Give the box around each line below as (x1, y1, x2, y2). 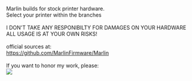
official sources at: (6, 43, 52, 50)
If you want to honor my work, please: (6, 62, 99, 69)
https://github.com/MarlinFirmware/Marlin (6, 49, 109, 56)
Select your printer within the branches (6, 11, 102, 18)
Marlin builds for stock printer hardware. (6, 5, 105, 12)
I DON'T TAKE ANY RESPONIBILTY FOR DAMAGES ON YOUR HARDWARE (6, 24, 187, 31)
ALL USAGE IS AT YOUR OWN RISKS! (6, 30, 98, 38)
